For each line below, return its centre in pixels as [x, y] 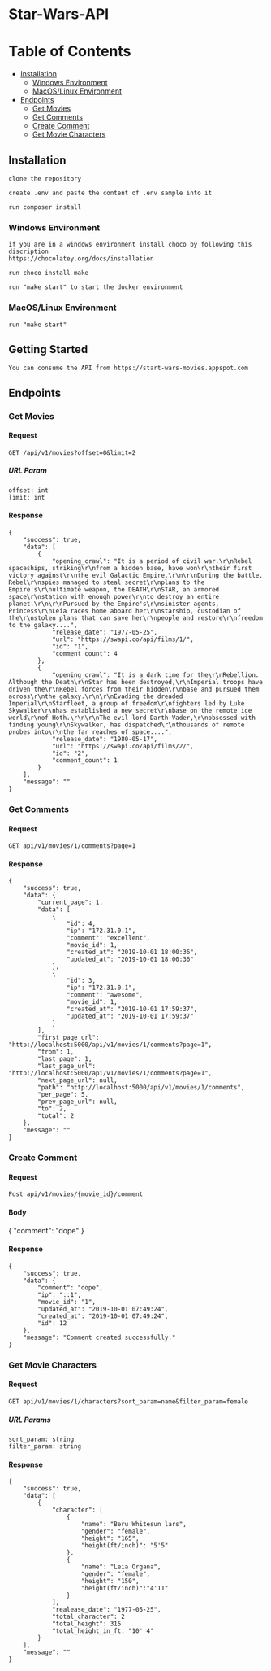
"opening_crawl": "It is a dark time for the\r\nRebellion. [155, 675]
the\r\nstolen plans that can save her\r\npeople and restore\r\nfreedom [136, 618]
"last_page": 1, [65, 1059]
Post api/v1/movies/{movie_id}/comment [76, 1194]
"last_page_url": [67, 1067]
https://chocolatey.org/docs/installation [81, 259]
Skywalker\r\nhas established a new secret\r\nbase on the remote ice [130, 711]
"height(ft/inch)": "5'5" [125, 1546]
